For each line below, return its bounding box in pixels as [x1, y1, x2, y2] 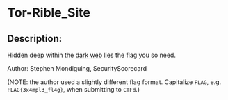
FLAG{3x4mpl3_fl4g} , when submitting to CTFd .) [7, 85, 140, 93]
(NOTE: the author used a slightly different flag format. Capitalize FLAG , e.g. [7, 78, 222, 86]
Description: [7, 33, 63, 44]
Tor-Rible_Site [7, 5, 90, 21]
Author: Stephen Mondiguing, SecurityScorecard [7, 65, 147, 72]
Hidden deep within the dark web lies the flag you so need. [7, 51, 176, 59]
